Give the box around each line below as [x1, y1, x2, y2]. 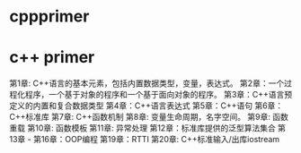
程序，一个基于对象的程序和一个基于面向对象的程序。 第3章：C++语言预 [24, 89, 293, 100]
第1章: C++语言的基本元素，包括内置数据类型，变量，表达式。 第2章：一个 [9, 78, 285, 89]
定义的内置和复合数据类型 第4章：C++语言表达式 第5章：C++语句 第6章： [9, 100, 284, 111]
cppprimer [9, 6, 90, 27]
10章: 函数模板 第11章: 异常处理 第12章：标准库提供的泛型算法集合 [34, 123, 276, 133]
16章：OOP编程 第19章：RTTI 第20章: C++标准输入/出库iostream [40, 134, 280, 145]
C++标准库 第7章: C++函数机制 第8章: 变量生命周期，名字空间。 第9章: [9, 112, 271, 123]
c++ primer [9, 47, 95, 68]
